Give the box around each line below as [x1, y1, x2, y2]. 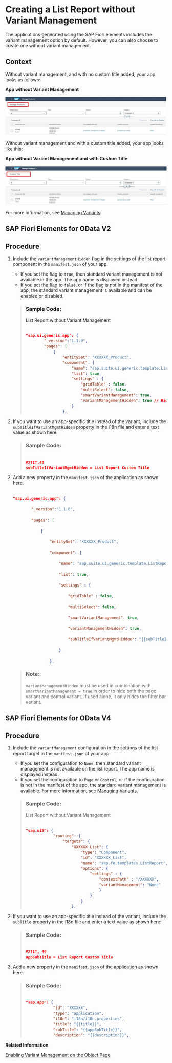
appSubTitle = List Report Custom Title [25, 955, 113, 960]
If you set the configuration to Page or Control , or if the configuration [20, 776, 165, 782]
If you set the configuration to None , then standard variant [20, 760, 141, 766]
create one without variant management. [5, 42, 91, 48]
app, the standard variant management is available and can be [20, 287, 152, 294]
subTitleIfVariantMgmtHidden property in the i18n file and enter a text [12, 424, 159, 430]
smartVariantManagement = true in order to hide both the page [25, 688, 157, 694]
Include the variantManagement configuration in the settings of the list [12, 744, 158, 751]
